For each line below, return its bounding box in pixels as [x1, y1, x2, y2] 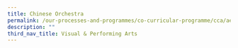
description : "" [7, 23, 55, 30]
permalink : [7, 17, 40, 24]
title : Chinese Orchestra [7, 10, 84, 18]
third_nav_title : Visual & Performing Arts [7, 30, 138, 37]
